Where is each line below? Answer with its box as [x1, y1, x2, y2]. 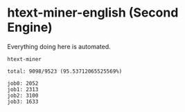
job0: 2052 [7, 80, 39, 87]
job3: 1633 [7, 98, 39, 105]
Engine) [7, 19, 53, 35]
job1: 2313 [7, 86, 39, 93]
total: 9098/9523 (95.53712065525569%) [7, 68, 123, 75]
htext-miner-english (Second [7, 5, 179, 21]
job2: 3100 [7, 92, 39, 99]
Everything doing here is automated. [7, 42, 111, 50]
